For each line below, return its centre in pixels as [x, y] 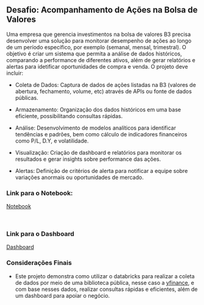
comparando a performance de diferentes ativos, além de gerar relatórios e [101, 60]
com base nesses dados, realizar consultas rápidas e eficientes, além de [106, 289]
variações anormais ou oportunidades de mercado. [79, 177]
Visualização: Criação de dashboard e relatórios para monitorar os [98, 152]
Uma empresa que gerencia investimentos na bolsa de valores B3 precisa [99, 34]
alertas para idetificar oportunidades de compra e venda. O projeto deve [97, 66]
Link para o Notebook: [40, 193]
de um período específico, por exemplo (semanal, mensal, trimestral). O [97, 47]
